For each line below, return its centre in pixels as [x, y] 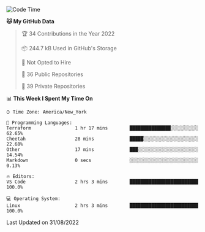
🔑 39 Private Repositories [53, 86]
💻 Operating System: [34, 199]
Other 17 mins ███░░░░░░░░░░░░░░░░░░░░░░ [102, 150]
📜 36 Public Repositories [52, 74]
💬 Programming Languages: [39, 123]
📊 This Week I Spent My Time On [50, 99]
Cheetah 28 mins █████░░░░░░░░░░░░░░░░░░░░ [102, 139]
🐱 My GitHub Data [31, 21]
